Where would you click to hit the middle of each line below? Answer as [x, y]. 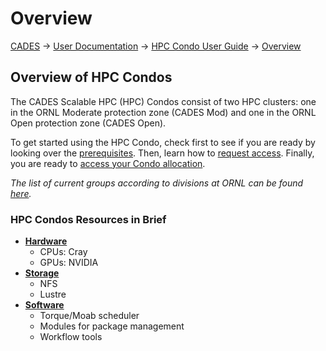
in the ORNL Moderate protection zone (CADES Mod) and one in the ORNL [163, 112]
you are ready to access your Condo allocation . [108, 163]
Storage [42, 273]
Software [44, 305]
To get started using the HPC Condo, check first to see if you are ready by [163, 142]
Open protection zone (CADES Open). [88, 123]
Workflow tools [71, 337]
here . [21, 193]
